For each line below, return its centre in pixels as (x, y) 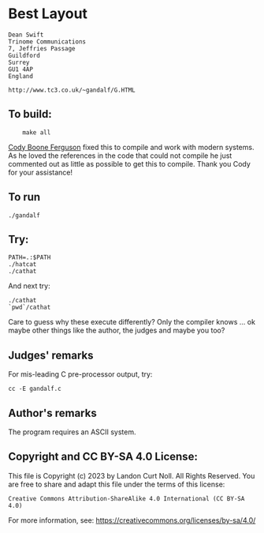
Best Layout (48, 14)
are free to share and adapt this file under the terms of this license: (117, 484)
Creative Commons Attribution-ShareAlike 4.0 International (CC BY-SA (126, 498)
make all (37, 132)
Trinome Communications (47, 41)
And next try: (29, 286)
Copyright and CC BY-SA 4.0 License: (103, 457)
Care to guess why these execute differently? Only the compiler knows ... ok (132, 322)
